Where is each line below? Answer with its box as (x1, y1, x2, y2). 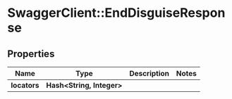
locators (11, 81, 39, 90)
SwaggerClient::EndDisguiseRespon (7, 5, 226, 21)
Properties (7, 48, 55, 60)
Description (129, 69, 170, 78)
